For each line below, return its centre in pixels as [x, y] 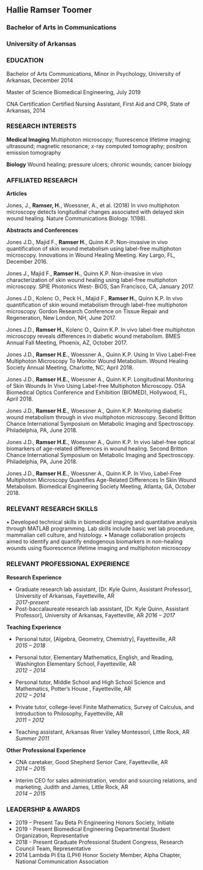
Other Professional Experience [46, 750]
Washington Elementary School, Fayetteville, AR [76, 664]
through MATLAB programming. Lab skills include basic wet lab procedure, [101, 529]
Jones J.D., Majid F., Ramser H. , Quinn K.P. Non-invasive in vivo [87, 242]
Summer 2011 [32, 738]
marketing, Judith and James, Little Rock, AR [72, 787]
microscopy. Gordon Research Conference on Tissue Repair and [87, 311]
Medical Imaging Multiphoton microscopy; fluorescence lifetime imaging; [99, 139]
